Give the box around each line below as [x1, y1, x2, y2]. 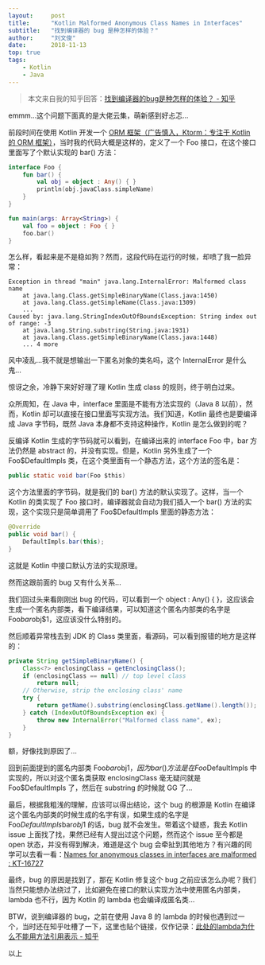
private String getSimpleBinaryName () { [8, 657, 144, 665]
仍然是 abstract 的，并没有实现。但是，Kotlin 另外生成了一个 [14, 446, 213, 456]
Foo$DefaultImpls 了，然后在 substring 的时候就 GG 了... [8, 783, 193, 792]
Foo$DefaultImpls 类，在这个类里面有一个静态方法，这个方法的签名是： [8, 456, 242, 465]
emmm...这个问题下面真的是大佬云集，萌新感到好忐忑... [8, 111, 189, 120]
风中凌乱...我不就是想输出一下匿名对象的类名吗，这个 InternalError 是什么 [8, 356, 248, 365]
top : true [8, 49, 41, 56]
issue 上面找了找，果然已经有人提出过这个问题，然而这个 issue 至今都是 [8, 830, 244, 839]
